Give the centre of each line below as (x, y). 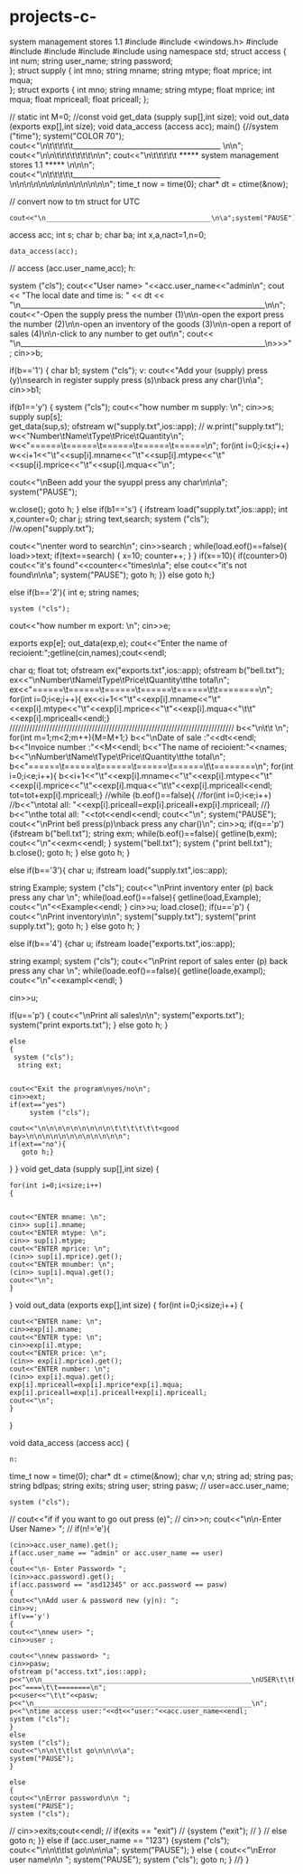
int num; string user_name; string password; (91, 61)
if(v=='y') (30, 1616)
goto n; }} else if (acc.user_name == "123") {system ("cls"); (119, 1840)
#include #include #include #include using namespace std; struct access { (148, 51)
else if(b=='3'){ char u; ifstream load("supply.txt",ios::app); (119, 870)
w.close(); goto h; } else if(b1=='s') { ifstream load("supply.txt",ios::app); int (149, 509)
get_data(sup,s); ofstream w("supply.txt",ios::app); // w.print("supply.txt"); (147, 426)
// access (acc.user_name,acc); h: (73, 267)
